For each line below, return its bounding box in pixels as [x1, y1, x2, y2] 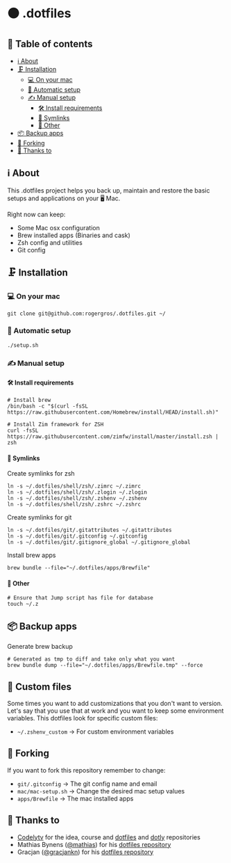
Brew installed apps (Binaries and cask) [17, 231, 130, 239]
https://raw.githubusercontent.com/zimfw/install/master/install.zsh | [7, 433, 219, 440]
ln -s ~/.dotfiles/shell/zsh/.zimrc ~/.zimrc [7, 483, 141, 490]
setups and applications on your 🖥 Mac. [7, 194, 121, 202]
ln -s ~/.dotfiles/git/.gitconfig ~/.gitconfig [7, 533, 148, 540]
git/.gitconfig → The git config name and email [17, 780, 157, 788]
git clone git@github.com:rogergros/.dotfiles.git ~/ [7, 310, 166, 317]
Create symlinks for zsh [7, 469, 75, 478]
